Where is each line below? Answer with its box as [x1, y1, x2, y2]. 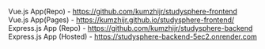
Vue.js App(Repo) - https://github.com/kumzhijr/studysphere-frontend [8, 7, 237, 16]
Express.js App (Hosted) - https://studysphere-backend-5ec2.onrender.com [8, 32, 257, 41]
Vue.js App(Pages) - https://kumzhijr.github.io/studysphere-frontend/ [8, 15, 235, 24]
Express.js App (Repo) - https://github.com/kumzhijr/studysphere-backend [8, 24, 253, 32]
